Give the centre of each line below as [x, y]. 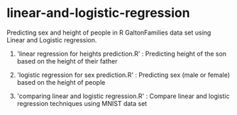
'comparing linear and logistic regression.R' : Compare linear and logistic [123, 96]
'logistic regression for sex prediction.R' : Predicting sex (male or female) [123, 75]
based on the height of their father [67, 61]
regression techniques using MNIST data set [82, 103]
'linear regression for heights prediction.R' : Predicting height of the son [122, 54]
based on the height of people [61, 82]
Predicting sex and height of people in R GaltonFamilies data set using [109, 32]
